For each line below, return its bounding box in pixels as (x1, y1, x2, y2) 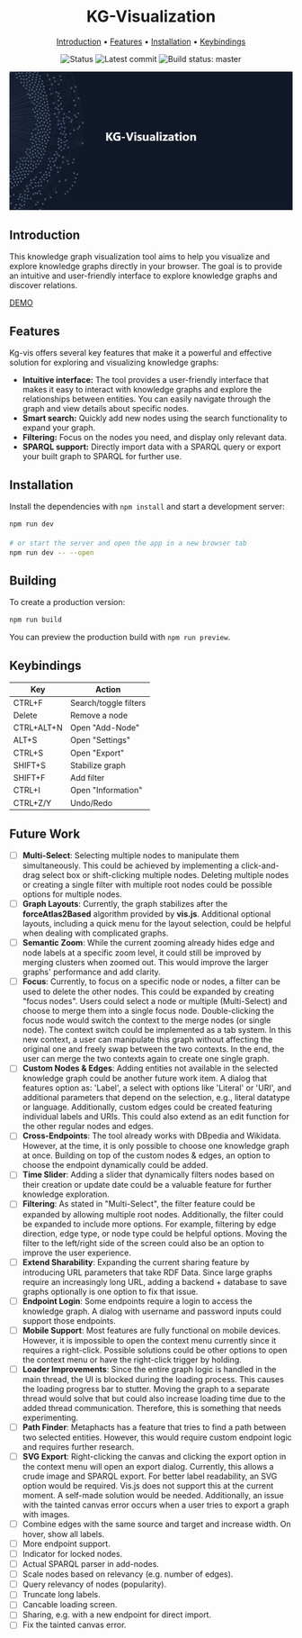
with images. (22, 1508, 70, 1519)
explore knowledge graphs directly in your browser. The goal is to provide (9, 261, 283, 272)
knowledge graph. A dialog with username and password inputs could (22, 1306, 281, 1317)
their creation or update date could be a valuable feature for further (22, 1180, 272, 1190)
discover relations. (9, 280, 78, 291)
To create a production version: (9, 597, 126, 608)
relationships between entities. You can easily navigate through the (22, 394, 271, 404)
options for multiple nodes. (22, 889, 123, 900)
